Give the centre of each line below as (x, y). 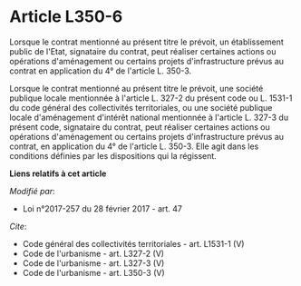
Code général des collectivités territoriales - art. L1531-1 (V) (133, 243)
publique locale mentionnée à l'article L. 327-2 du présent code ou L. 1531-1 (151, 98)
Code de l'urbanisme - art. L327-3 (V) (93, 263)
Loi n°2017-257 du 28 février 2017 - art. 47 (102, 208)
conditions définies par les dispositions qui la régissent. (113, 155)
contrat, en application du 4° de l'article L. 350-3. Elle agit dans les (134, 146)
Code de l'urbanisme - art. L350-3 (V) (93, 272)
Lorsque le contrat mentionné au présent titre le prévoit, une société (136, 88)
